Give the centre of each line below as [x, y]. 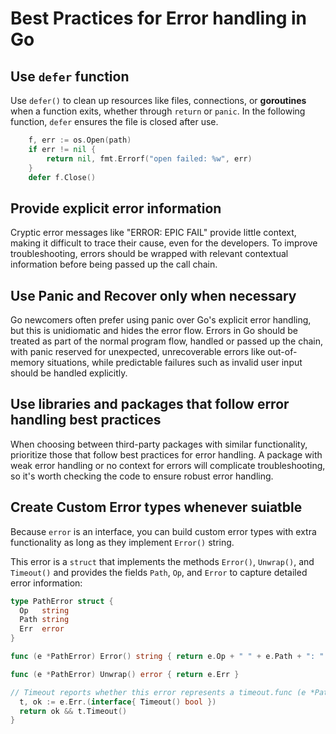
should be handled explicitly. [69, 373]
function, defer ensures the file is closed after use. [114, 121]
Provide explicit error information [116, 208]
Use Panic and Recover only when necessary [153, 295]
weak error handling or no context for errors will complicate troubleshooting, [168, 465]
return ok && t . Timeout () [73, 711]
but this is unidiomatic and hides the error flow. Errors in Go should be [154, 330]
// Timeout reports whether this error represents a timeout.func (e [158, 692]
